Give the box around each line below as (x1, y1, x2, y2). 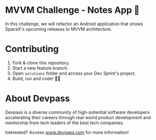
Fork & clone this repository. (12, 59, 70, 66)
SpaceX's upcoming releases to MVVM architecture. (5, 26, 112, 32)
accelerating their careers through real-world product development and (5, 114, 151, 120)
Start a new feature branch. (12, 65, 68, 71)
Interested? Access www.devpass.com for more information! (5, 129, 129, 135)
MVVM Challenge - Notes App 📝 (5, 4, 140, 16)
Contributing (5, 44, 59, 55)
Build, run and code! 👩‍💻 (12, 75, 61, 81)
